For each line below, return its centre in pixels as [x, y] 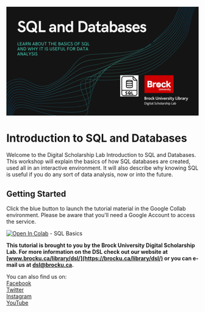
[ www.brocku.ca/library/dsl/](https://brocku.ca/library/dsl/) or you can [99, 259]
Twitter [15, 290]
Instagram [19, 296]
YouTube [17, 303]
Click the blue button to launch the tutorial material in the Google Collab [96, 208]
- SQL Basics [66, 234]
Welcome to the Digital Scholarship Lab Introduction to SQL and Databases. [101, 155]
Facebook [19, 283]
